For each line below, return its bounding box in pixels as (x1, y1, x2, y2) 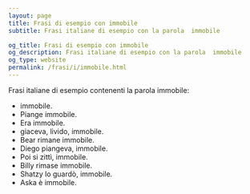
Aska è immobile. (19, 177, 78, 187)
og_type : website (8, 56, 67, 64)
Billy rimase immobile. (19, 160, 93, 170)
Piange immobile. (19, 109, 78, 119)
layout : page (8, 11, 52, 20)
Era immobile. (19, 118, 66, 127)
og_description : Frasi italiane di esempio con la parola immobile (8, 49, 242, 57)
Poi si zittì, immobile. (19, 152, 88, 161)
